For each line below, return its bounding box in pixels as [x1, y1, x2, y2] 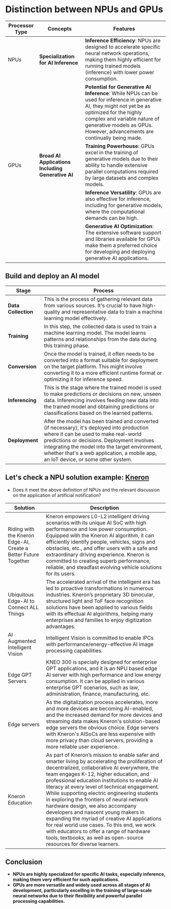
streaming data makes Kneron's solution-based [45, 718, 160, 725]
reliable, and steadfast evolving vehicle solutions [45, 563, 162, 571]
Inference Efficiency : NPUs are [85, 37, 161, 44]
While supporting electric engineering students [45, 789, 159, 797]
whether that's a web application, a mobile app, [44, 449, 157, 457]
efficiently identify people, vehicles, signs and [45, 538, 155, 545]
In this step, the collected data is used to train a [44, 323, 157, 330]
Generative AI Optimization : [85, 222, 154, 230]
